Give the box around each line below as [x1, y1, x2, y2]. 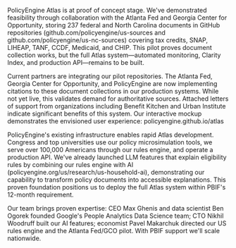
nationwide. [7, 234, 42, 242]
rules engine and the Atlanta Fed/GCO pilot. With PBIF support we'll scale [7, 227, 221, 235]
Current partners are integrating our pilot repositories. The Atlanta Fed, [7, 72, 213, 80]
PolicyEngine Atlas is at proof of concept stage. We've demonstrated [7, 6, 207, 14]
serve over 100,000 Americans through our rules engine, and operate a [7, 146, 213, 154]
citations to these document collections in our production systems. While [7, 87, 219, 95]
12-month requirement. [7, 190, 74, 199]
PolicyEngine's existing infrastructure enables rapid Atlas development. [7, 130, 214, 139]
